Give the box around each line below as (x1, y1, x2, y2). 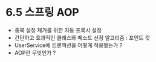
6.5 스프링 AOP (5, 5, 79, 19)
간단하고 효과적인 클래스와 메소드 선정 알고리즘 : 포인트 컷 (14, 34, 151, 41)
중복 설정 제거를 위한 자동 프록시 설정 (14, 26, 102, 34)
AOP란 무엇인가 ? (14, 49, 56, 56)
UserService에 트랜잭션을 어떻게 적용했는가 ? (14, 42, 123, 49)
